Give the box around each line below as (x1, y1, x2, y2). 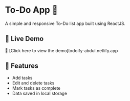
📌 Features (5, 62, 39, 70)
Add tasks (12, 75, 33, 81)
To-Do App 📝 (5, 4, 58, 16)
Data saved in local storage (12, 90, 67, 96)
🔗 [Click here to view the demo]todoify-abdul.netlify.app (5, 47, 118, 53)
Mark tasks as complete (12, 85, 61, 91)
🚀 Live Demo (5, 35, 44, 43)
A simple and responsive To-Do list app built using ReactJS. (5, 20, 126, 26)
